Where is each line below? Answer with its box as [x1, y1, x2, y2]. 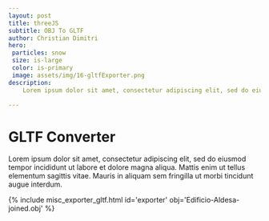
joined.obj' [8, 203, 43, 213]
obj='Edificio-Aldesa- [169, 195, 240, 205]
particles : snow [11, 49, 66, 57]
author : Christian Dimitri [8, 34, 98, 42]
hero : [8, 42, 26, 50]
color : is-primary [11, 64, 74, 72]
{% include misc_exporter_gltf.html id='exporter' [8, 195, 168, 205]
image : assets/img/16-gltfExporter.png [11, 71, 146, 79]
